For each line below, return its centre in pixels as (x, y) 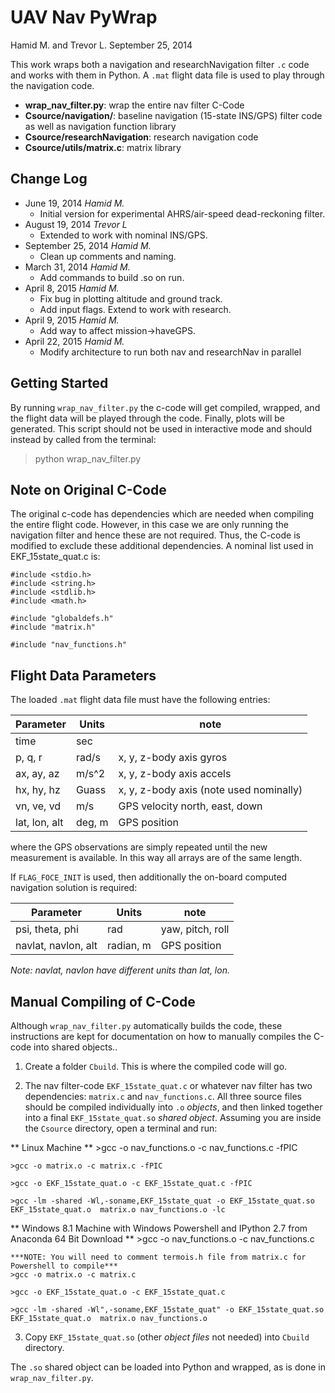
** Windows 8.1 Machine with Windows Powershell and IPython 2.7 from (159, 1228)
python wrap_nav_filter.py (88, 458)
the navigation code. (52, 85)
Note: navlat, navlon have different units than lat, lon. (120, 970)
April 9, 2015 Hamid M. (72, 320)
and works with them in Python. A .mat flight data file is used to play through (167, 75)
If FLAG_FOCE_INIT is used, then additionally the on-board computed (149, 877)
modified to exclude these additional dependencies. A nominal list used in (162, 546)
